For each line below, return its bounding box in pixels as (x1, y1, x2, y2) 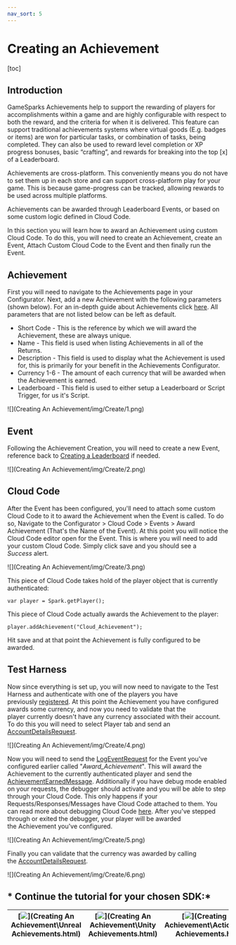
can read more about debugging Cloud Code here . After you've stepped (7, 807, 216, 815)
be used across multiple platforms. (7, 192, 107, 200)
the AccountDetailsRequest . (7, 856, 88, 865)
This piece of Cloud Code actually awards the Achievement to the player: (7, 610, 219, 618)
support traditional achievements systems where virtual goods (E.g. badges (7, 125, 226, 134)
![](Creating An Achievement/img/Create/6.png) (7, 870, 145, 879)
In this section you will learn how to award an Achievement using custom (7, 226, 218, 234)
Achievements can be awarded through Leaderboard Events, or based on (7, 205, 220, 213)
